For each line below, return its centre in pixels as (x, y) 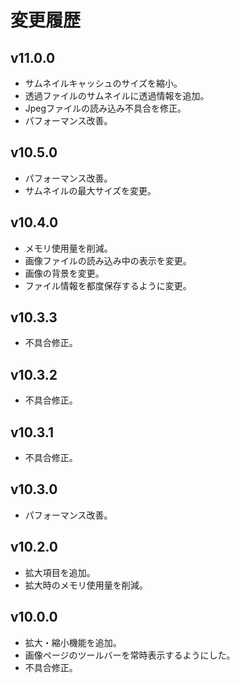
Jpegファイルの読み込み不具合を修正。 (105, 108)
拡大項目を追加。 (60, 572)
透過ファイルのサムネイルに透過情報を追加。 (117, 95)
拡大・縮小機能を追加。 (73, 642)
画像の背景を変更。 (64, 273)
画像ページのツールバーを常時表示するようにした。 (130, 655)
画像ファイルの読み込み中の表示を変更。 (108, 260)
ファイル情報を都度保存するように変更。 (108, 285)
